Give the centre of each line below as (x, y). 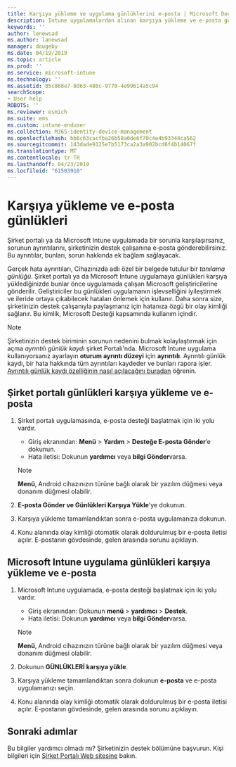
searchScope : (26, 92)
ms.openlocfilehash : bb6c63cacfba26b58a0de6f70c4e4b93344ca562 (102, 138)
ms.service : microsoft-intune (52, 72)
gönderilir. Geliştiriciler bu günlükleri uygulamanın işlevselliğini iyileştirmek (114, 291)
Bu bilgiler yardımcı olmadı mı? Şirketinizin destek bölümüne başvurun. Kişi (116, 748)
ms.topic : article (34, 60)
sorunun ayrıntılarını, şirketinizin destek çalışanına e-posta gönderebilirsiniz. (117, 248)
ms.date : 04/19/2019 (38, 53)
